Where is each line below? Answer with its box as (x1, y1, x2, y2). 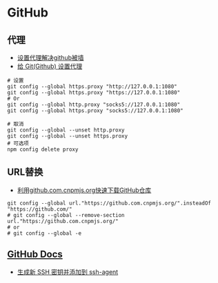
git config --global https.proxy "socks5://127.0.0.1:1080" (7, 107, 184, 114)
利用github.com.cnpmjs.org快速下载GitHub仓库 (17, 186, 152, 194)
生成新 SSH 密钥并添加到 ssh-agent (17, 267, 119, 276)
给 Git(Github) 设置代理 (17, 62, 83, 70)
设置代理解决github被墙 (17, 54, 84, 61)
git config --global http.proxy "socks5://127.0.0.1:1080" (7, 101, 181, 108)
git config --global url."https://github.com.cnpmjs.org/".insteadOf (7, 200, 212, 207)
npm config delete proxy (7, 146, 79, 153)
